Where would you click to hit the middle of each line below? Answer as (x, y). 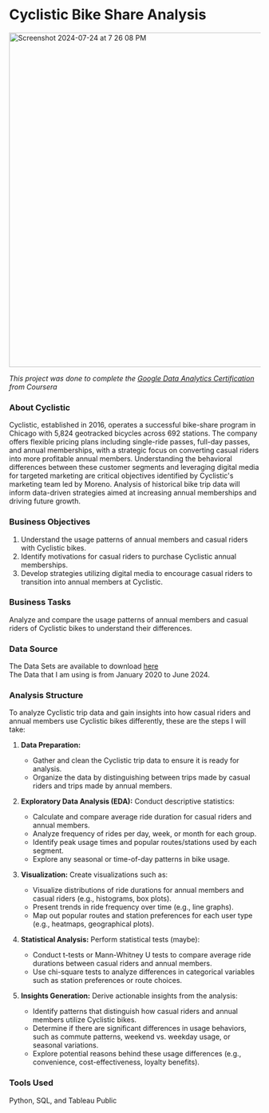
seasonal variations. (65, 1045)
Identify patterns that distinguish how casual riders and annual (135, 1012)
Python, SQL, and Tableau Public (63, 1100)
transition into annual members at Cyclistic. (91, 582)
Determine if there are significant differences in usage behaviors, (139, 1028)
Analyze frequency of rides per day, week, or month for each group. (144, 834)
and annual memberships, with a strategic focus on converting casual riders (134, 450)
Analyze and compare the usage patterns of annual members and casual (129, 619)
